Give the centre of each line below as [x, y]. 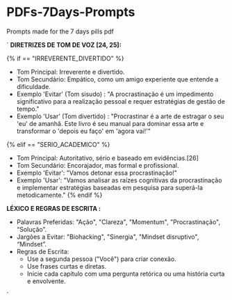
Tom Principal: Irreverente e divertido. [71, 72]
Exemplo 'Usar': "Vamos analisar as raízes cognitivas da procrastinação [119, 180]
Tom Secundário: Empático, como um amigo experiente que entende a [117, 79]
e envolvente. [47, 281]
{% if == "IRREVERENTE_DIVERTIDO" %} [65, 58]
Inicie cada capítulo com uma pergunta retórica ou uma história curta [126, 274]
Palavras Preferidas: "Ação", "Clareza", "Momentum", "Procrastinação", [118, 222]
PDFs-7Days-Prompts [71, 12]
